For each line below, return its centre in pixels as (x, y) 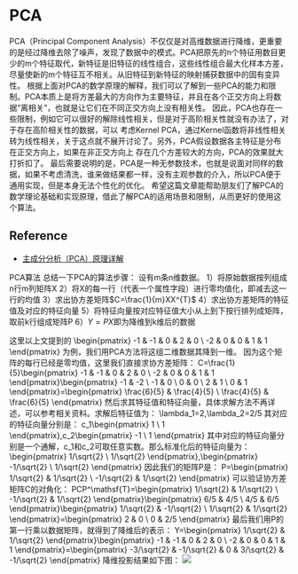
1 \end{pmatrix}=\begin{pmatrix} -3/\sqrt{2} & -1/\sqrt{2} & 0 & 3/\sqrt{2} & (147, 549)
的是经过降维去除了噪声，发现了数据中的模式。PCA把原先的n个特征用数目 (144, 52)
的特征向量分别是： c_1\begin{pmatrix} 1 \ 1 (87, 424)
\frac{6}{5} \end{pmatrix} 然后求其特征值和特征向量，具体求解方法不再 (138, 402)
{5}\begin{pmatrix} (43, 373)
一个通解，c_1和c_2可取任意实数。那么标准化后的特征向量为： (137, 446)
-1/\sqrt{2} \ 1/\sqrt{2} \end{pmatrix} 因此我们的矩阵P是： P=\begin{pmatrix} (149, 467)
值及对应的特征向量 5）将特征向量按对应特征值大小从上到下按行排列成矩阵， (149, 311)
